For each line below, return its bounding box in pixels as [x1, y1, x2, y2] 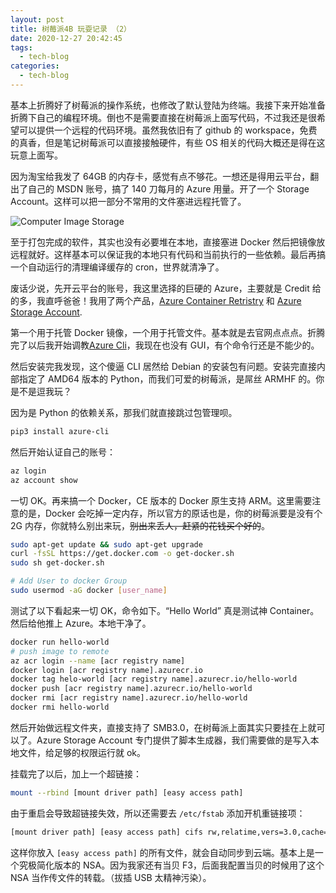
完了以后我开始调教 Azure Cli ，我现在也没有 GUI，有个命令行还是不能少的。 [10, 339, 320, 351]
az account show [10, 475, 78, 485]
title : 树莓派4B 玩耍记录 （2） [10, 24, 132, 34]
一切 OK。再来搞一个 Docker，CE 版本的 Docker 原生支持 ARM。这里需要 [10, 494, 313, 506]
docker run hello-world [10, 637, 110, 647]
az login [10, 466, 47, 476]
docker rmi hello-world [10, 702, 110, 712]
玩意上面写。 [10, 149, 63, 161]
